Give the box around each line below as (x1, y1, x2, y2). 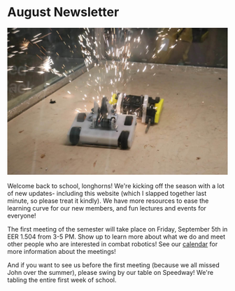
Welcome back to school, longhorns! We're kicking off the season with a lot (7, 181, 225, 190)
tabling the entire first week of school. (7, 276, 117, 284)
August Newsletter (7, 4, 120, 20)
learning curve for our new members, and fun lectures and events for (7, 204, 206, 212)
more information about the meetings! (7, 247, 117, 255)
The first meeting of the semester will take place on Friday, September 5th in (7, 225, 228, 233)
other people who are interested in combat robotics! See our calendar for (7, 239, 218, 248)
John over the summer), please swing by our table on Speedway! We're (7, 268, 214, 276)
